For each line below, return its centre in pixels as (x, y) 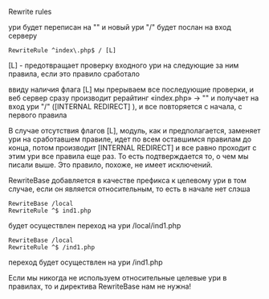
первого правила (38, 115)
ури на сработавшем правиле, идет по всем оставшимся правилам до (130, 139)
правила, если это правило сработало (74, 74)
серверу (23, 36)
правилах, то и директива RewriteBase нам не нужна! (100, 286)
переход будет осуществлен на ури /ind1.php (86, 262)
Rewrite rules (30, 12)
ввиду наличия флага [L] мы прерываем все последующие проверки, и (131, 89)
